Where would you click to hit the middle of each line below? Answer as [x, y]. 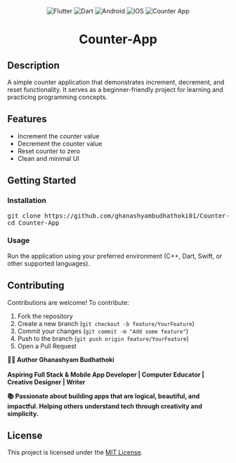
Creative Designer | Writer [46, 382]
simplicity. [23, 413]
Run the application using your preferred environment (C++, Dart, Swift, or [115, 256]
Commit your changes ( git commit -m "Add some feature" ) [103, 331]
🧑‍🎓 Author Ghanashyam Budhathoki [61, 359]
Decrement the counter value [60, 143]
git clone [24, 216]
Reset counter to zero [49, 151]
